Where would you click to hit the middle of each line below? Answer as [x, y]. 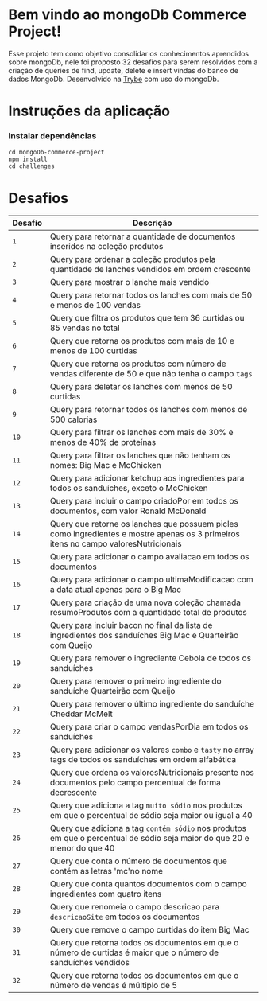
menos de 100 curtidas [93, 351]
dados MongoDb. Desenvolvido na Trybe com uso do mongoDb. [114, 79]
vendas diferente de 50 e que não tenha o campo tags [151, 374]
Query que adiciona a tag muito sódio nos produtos [146, 805]
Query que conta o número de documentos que [139, 861]
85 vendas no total [85, 328]
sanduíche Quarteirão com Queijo [112, 691]
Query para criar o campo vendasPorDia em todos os [149, 727]
